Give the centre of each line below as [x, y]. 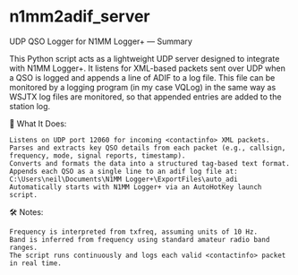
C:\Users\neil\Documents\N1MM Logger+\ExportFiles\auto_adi [124, 179]
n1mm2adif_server [80, 17]
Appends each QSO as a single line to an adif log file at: [124, 171]
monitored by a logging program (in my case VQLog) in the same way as [143, 87]
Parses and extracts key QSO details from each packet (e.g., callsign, [148, 148]
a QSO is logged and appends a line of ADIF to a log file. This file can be [142, 77]
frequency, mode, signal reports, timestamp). [98, 155]
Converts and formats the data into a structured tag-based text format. [150, 163]
